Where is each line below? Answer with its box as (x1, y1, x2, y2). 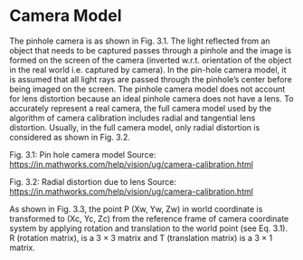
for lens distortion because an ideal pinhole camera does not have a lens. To (9, 92, 294, 104)
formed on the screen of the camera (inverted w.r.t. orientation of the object (9, 54, 292, 65)
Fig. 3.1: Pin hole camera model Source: (9, 149, 156, 159)
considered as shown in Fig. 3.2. (9, 131, 131, 142)
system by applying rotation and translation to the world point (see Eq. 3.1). (9, 223, 289, 234)
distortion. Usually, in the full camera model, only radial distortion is (9, 121, 260, 132)
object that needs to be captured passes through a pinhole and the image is (9, 44, 292, 55)
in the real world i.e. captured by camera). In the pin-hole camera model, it (9, 64, 287, 75)
